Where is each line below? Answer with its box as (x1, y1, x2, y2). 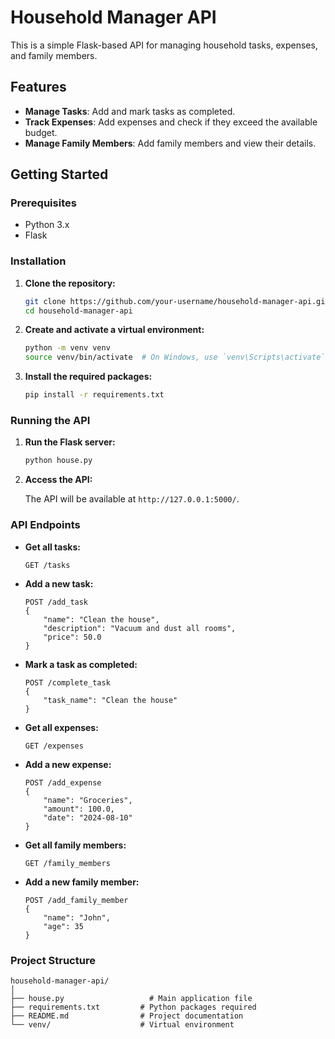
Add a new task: (24, 577, 94, 590)
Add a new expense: (24, 758, 112, 770)
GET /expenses (24, 741, 84, 751)
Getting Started (10, 166, 109, 183)
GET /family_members (24, 858, 111, 868)
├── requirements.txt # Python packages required (10, 1002, 257, 1012)
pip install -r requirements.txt (24, 390, 165, 400)
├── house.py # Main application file (10, 993, 253, 1003)
